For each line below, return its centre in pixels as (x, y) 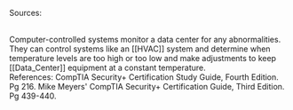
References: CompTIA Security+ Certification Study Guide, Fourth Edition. (144, 77)
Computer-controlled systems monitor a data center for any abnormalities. (145, 39)
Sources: (26, 13)
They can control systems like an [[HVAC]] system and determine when (140, 49)
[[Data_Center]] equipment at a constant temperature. (107, 67)
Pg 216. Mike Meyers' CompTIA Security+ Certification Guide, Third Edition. (147, 86)
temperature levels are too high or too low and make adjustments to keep (143, 58)
